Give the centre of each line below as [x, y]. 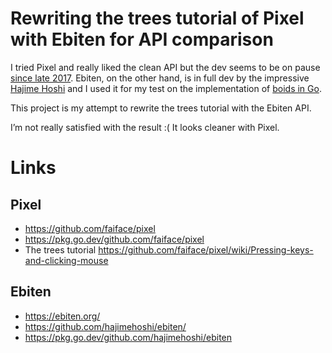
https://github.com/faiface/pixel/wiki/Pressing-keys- [206, 249]
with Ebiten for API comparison [142, 39]
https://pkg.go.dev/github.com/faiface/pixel [114, 239]
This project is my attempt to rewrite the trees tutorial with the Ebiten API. [161, 108]
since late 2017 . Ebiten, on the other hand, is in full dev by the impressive [160, 78]
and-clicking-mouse [66, 260]
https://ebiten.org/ [62, 316]
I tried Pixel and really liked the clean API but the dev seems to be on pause [165, 67]
